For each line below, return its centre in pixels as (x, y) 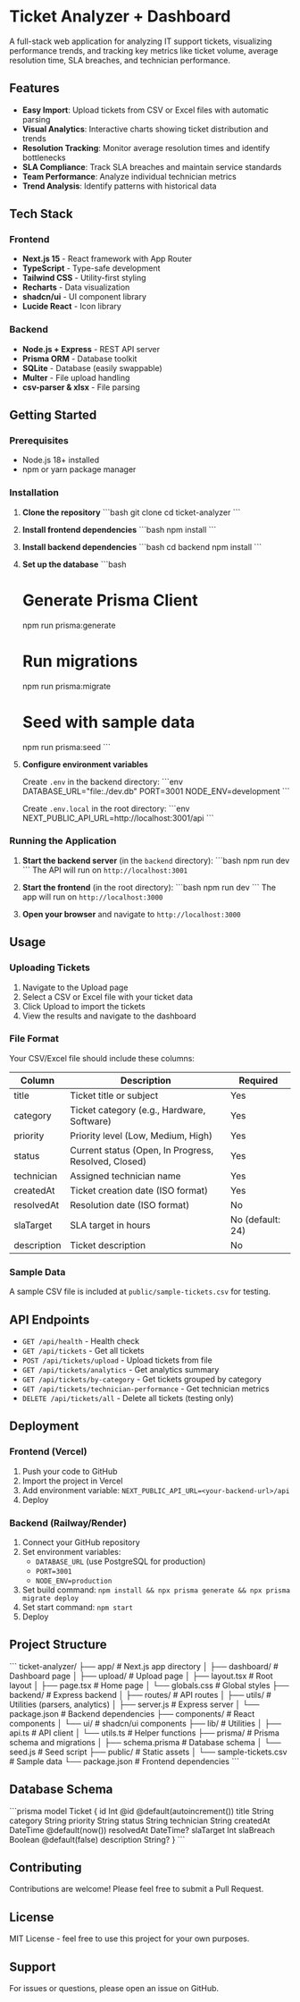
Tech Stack (41, 214)
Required (258, 1080)
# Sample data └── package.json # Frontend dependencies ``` (124, 1761)
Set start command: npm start (78, 1607)
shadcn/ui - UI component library (84, 297)
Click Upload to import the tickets (83, 1006)
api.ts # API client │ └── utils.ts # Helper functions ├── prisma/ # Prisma (144, 1733)
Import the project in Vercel (72, 1481)
